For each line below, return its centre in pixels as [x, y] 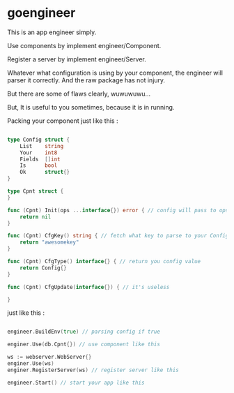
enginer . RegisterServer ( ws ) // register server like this [93, 370]
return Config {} [44, 268]
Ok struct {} [45, 172]
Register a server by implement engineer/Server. [77, 59]
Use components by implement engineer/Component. [84, 45]
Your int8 [39, 153]
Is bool [39, 165]
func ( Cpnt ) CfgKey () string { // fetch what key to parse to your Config [118, 236]
